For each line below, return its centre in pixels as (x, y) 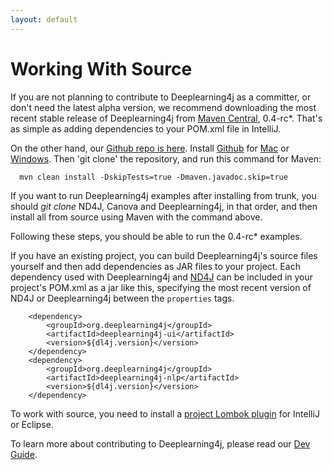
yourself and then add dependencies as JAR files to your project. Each (155, 266)
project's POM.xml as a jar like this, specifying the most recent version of (161, 287)
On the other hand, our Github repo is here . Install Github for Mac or (150, 148)
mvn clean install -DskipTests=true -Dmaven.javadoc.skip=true (153, 177)
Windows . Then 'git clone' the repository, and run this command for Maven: (166, 158)
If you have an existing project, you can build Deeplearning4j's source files (164, 255)
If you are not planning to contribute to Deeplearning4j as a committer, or (161, 97)
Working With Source (101, 68)
